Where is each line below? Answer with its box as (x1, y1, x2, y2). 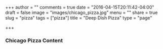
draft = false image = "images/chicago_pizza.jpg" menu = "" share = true (5, 9, 158, 15)
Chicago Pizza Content (5, 37, 63, 44)
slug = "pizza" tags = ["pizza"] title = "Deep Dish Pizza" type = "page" (5, 15, 152, 20)
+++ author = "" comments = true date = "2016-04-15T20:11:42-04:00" (5, 4, 154, 10)
